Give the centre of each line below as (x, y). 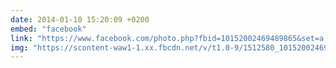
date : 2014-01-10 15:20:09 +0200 (80, 19)
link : (21, 38)
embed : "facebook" (48, 29)
